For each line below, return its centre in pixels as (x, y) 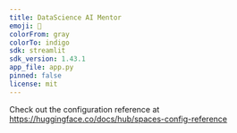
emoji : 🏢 (25, 26)
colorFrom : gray (39, 34)
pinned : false (36, 76)
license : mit (34, 84)
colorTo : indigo (39, 42)
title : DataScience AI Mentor (66, 17)
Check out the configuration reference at (85, 109)
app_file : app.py (42, 68)
